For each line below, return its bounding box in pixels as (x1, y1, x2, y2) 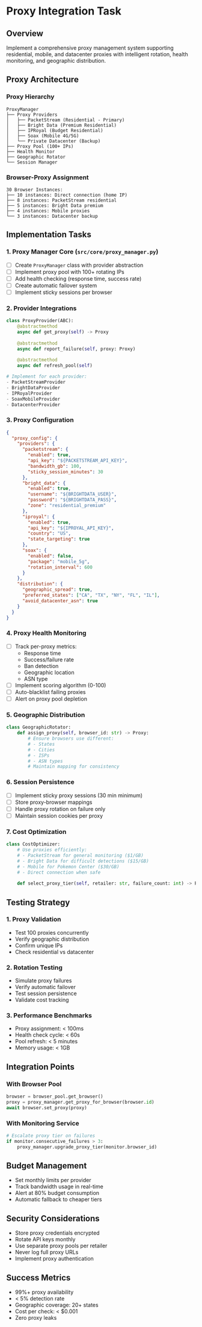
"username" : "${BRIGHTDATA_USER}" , (28, 491, 117, 497)
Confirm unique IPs (14, 941, 63, 949)
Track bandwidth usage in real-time (14, 1183, 103, 1190)
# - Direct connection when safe (17, 869, 101, 876)
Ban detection (23, 662, 59, 669)
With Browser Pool (6, 1080, 62, 1088)
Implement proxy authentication (14, 1255, 94, 1262)
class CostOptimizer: (6, 841, 61, 847)
